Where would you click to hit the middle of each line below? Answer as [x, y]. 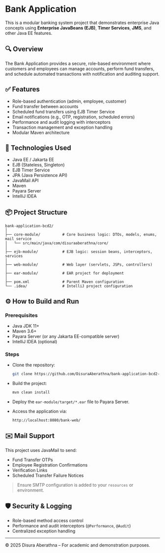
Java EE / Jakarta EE [33, 160]
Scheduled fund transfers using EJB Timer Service [63, 111]
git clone [22, 374]
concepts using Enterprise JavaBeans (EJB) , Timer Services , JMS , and [78, 28]
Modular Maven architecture [41, 132]
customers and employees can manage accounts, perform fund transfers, [80, 69]
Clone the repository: [34, 365]
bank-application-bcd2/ [29, 226]
